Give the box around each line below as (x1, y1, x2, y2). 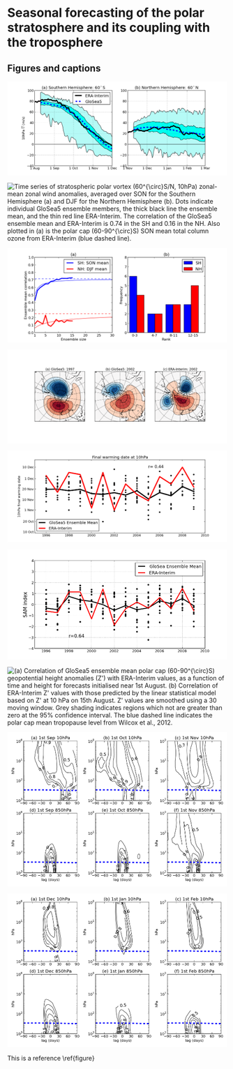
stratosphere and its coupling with (7, 20, 211, 36)
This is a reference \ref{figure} (7, 1054, 96, 1063)
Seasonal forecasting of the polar (7, 5, 204, 21)
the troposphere (7, 35, 103, 50)
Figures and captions (7, 62, 101, 74)
